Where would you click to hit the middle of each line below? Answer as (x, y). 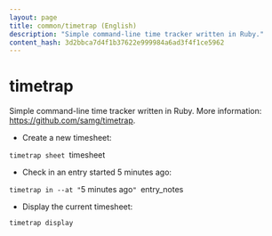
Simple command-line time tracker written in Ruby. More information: (136, 111)
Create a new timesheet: (67, 138)
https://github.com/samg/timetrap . (72, 120)
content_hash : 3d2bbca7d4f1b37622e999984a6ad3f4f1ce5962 (117, 42)
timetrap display (41, 224)
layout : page (33, 17)
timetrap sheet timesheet (57, 155)
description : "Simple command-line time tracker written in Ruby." (137, 34)
